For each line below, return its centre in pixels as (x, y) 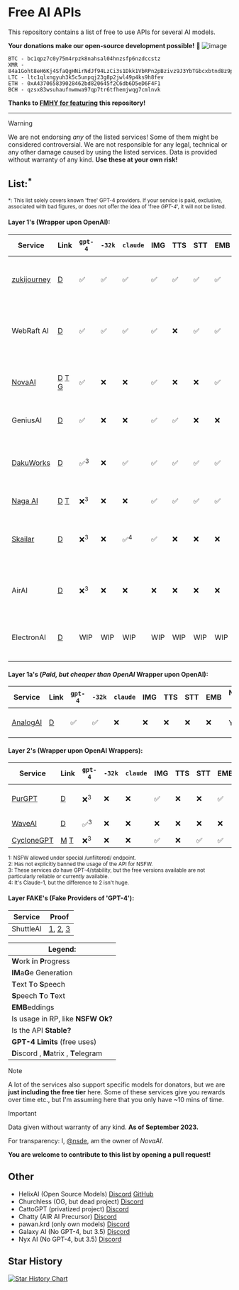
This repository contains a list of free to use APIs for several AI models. (112, 32)
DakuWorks (31, 463)
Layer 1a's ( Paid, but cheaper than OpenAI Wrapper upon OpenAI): (108, 674)
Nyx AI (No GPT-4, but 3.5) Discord (70, 1239)
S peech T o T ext (39, 995)
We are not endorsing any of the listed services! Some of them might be (113, 137)
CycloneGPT (33, 841)
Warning (20, 123)
